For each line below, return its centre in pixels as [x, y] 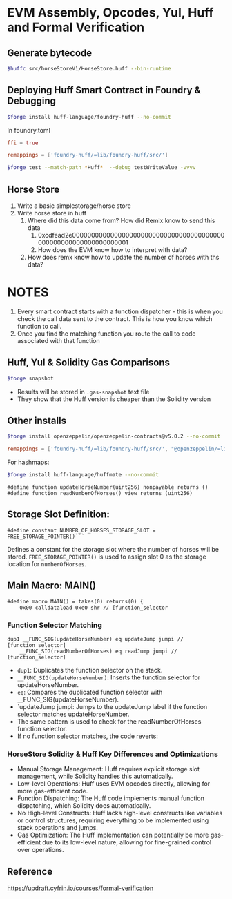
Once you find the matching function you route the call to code [106, 333]
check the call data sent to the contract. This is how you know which [115, 318]
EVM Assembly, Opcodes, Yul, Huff [110, 13]
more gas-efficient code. [52, 791]
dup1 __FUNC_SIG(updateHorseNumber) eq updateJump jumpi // [96, 639]
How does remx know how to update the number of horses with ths [123, 257]
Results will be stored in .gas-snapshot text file [83, 391]
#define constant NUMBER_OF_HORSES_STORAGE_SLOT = [81, 530]
